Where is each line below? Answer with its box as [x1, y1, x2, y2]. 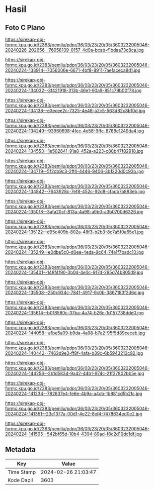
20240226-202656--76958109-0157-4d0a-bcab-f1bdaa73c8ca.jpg [5, 47, 144, 53]
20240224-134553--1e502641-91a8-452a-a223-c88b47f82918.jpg [5, 148, 144, 154]
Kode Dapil [7, 477, 33, 484]
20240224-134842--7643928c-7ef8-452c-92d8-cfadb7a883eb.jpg [5, 189, 145, 195]
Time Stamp [7, 469, 36, 476]
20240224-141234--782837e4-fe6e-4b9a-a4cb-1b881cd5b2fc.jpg [5, 391, 143, 396]
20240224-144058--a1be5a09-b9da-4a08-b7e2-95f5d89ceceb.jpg [5, 330, 145, 336]
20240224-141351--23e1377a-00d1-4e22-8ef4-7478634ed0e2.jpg [5, 411, 143, 416]
